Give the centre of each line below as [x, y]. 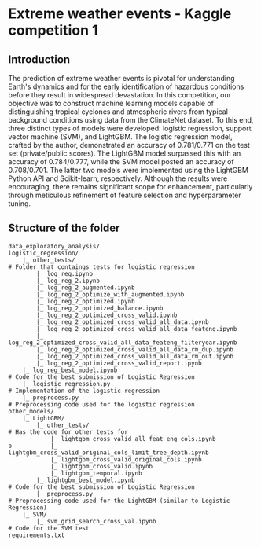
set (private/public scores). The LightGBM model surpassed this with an [125, 153]
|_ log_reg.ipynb [64, 273]
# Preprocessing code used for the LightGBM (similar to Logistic [119, 501]
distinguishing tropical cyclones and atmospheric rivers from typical [118, 112]
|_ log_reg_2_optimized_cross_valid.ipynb [107, 315]
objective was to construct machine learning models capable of [111, 103]
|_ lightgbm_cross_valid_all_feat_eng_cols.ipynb [133, 439]
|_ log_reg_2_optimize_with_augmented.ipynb [110, 294]
